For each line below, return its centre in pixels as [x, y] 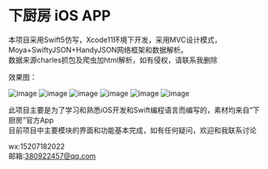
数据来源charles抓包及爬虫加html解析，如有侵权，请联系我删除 [113, 60]
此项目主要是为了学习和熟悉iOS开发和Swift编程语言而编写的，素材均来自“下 [134, 110]
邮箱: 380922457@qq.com [52, 156]
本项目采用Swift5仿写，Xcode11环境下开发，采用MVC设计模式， [115, 40]
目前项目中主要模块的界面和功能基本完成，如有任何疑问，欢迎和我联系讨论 [132, 130]
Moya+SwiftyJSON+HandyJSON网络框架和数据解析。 [98, 49]
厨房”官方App [31, 120]
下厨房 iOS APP [60, 16]
